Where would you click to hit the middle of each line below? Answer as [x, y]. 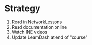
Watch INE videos [29, 32]
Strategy [23, 8]
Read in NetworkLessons [37, 22]
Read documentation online [39, 27]
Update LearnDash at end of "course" [50, 37]
